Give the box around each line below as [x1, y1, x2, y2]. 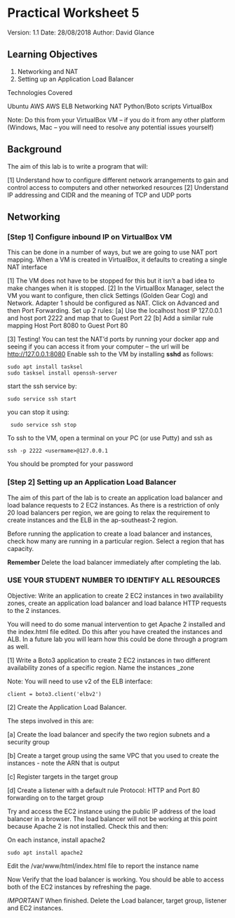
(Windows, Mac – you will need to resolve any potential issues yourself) [7, 123, 214, 131]
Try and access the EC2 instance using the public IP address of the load [7, 807, 216, 815]
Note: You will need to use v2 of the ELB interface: [7, 677, 153, 685]
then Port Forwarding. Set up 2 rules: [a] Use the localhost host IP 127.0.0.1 [7, 306, 222, 315]
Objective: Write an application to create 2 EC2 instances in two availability [7, 591, 224, 600]
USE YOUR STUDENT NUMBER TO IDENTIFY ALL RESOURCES [7, 575, 221, 585]
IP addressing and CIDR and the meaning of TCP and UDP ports [7, 190, 192, 199]
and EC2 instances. [7, 903, 64, 912]
